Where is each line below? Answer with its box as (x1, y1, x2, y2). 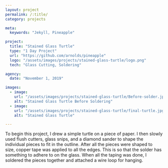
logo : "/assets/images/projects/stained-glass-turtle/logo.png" (9, 58, 146, 63)
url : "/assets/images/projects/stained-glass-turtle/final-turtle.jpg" (14, 108, 166, 113)
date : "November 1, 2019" (9, 76, 64, 81)
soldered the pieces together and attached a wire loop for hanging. (5, 158, 143, 164)
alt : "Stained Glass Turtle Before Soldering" (14, 99, 113, 104)
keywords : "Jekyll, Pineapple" (9, 30, 75, 35)
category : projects (5, 16, 46, 21)
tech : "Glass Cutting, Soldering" (9, 62, 81, 67)
